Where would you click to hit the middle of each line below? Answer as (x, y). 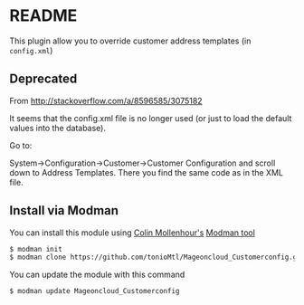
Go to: (21, 145)
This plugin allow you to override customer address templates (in (130, 41)
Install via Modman (64, 210)
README (43, 16)
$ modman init (36, 249)
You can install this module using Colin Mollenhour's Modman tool (133, 233)
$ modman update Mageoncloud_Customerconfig (95, 291)
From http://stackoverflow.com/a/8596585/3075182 (106, 100)
